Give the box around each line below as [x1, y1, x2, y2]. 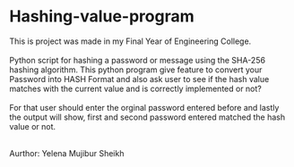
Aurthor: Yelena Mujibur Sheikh [9, 147, 125, 158]
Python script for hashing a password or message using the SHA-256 [9, 54, 266, 65]
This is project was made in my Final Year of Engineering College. [9, 36, 252, 46]
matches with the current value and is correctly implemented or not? [9, 83, 263, 94]
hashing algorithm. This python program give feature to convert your [9, 64, 263, 75]
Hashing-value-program [9, 6, 195, 27]
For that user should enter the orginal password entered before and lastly [9, 102, 280, 113]
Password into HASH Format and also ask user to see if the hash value [9, 73, 270, 84]
